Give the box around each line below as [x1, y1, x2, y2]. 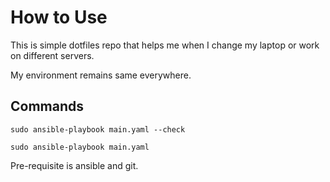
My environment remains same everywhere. [10, 69, 192, 81]
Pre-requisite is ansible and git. [10, 159, 139, 171]
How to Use [10, 6, 108, 29]
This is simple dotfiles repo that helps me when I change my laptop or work [10, 39, 320, 51]
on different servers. [10, 49, 95, 61]
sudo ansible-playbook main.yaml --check [10, 124, 186, 135]
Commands [10, 98, 85, 115]
